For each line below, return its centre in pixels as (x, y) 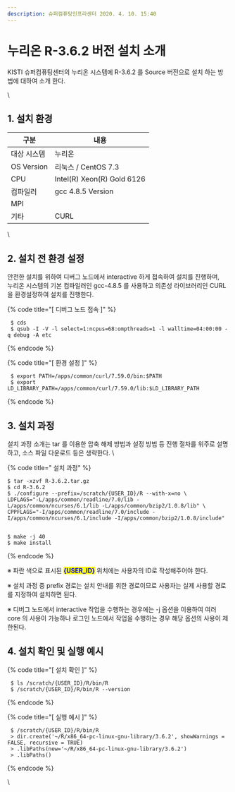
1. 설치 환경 (30, 118)
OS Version (29, 167)
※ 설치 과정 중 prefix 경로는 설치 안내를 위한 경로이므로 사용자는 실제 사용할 (110, 586)
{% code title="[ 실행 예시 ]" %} (52, 716)
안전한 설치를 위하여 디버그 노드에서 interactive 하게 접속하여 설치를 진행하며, (114, 277)
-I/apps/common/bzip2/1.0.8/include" (170, 518)
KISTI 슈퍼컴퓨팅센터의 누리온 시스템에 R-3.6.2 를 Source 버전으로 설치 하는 (112, 72)
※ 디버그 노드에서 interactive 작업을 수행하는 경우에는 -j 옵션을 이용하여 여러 (112, 609)
